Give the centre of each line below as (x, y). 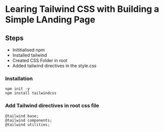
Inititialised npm (28, 50)
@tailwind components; (29, 120)
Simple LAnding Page (50, 20)
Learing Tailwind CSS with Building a (82, 9)
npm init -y (17, 89)
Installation (19, 78)
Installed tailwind (30, 55)
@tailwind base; (22, 116)
